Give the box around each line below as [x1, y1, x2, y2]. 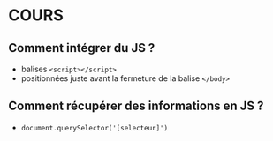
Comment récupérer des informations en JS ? [8, 99, 264, 114]
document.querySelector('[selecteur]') [20, 123, 169, 132]
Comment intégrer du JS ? [8, 41, 155, 56]
